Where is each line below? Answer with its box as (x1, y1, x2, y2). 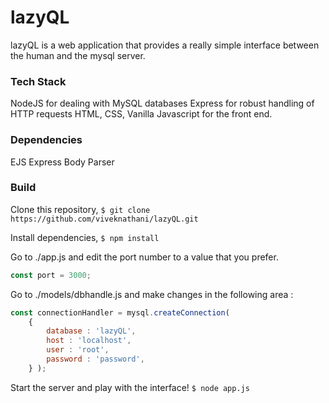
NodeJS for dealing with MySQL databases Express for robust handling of (10, 97, 315, 110)
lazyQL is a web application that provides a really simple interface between (10, 39, 320, 51)
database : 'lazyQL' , (46, 326, 137, 336)
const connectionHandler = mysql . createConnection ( (10, 307, 230, 318)
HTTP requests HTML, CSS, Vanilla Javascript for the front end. (10, 108, 273, 120)
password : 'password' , (46, 354, 145, 365)
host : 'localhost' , (46, 336, 132, 346)
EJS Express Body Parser (10, 156, 115, 168)
